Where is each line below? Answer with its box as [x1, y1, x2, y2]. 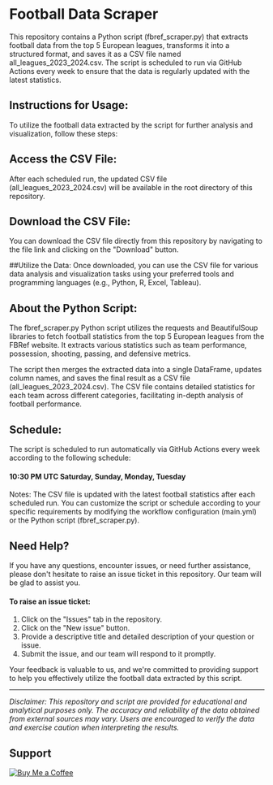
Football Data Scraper [9, 5, 159, 24]
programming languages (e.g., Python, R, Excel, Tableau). [9, 278, 202, 288]
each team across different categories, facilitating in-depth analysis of [9, 391, 244, 401]
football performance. [9, 399, 82, 409]
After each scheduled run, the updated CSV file [9, 174, 168, 184]
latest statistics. [9, 75, 62, 85]
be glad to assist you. [9, 578, 81, 588]
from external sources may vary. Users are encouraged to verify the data [9, 714, 254, 724]
